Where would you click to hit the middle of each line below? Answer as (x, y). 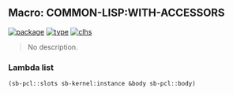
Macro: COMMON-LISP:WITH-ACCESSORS (116, 13)
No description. (53, 47)
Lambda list (31, 68)
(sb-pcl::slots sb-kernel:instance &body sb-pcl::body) (102, 84)
